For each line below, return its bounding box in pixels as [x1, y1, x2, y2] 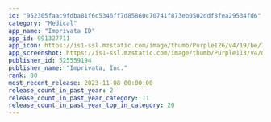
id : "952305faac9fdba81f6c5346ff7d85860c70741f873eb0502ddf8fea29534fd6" [8, 11, 262, 20]
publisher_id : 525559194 [8, 57, 92, 65]
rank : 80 [8, 71, 38, 79]
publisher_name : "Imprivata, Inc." [8, 64, 128, 72]
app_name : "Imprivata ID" [8, 26, 95, 35]
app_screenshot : [8, 49, 63, 57]
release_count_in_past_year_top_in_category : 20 [8, 101, 175, 109]
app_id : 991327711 [8, 34, 70, 43]
